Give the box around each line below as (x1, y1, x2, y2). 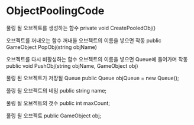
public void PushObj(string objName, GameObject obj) (6, 62, 138, 69)
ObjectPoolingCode (6, 4, 105, 18)
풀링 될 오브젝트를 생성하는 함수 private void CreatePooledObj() (6, 24, 156, 31)
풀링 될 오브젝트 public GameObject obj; (6, 112, 102, 119)
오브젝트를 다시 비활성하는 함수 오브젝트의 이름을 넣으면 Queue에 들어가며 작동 (6, 55, 188, 63)
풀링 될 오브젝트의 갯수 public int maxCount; (6, 99, 111, 107)
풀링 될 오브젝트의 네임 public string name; (6, 87, 107, 94)
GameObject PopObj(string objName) (6, 43, 98, 51)
